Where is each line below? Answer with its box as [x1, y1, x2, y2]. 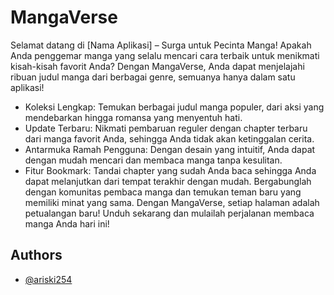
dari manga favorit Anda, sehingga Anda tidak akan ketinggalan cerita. [24, 132, 315, 145]
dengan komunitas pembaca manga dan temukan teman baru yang [24, 186, 302, 198]
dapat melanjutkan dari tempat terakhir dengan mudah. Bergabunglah [24, 175, 312, 187]
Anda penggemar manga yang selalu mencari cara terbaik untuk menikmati [10, 49, 320, 61]
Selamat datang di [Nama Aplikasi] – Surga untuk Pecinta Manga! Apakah [10, 39, 312, 51]
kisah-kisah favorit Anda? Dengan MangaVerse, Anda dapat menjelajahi [10, 60, 305, 72]
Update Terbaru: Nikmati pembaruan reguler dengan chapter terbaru [24, 122, 308, 134]
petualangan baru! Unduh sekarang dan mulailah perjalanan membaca [24, 207, 315, 219]
